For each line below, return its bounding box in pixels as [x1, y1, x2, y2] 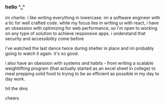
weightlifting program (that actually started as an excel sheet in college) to [5, 65, 156, 71]
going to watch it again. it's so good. [5, 51, 79, 56]
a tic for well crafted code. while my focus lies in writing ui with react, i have [5, 20, 159, 26]
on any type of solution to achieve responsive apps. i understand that [5, 31, 146, 37]
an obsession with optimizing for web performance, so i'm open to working [5, 25, 158, 31]
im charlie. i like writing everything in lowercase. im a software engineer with [5, 15, 161, 21]
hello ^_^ [5, 3, 26, 10]
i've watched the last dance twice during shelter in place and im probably [5, 46, 154, 52]
